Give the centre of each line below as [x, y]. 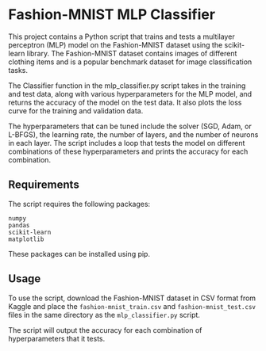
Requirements [44, 185]
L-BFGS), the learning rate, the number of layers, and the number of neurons [133, 134]
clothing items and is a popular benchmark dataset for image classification [130, 62]
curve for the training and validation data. [76, 111]
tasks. [18, 70]
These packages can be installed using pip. [79, 254]
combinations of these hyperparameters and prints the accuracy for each [128, 151]
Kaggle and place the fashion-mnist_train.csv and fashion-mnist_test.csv [132, 306]
